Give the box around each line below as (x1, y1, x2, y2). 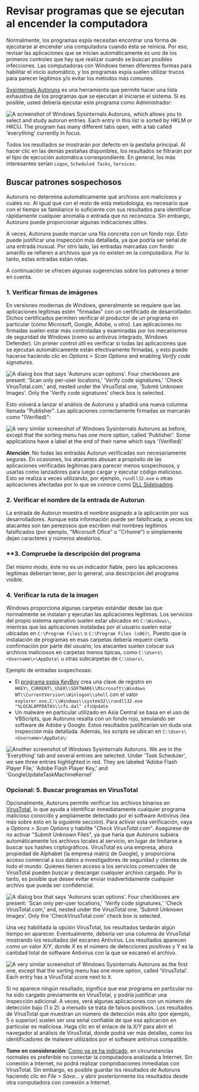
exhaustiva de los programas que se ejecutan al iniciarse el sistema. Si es (6, 92, 186, 100)
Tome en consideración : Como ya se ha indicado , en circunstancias (6, 1047, 174, 1054)
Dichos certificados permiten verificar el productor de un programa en (6, 314, 178, 321)
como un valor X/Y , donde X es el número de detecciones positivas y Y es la (6, 943, 194, 950)
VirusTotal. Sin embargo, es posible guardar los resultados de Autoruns (6, 1066, 181, 1074)
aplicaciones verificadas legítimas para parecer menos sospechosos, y (6, 462, 180, 469)
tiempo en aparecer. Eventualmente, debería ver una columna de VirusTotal (6, 930, 191, 938)
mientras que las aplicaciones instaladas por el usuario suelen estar (6, 623, 172, 630)
